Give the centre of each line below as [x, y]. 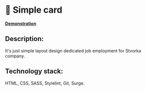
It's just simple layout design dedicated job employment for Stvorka [73, 50]
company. [15, 56]
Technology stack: [34, 71]
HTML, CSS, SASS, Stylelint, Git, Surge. [45, 83]
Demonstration [21, 23]
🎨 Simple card [34, 10]
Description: [24, 39]
